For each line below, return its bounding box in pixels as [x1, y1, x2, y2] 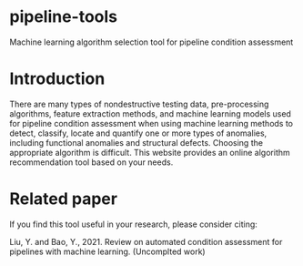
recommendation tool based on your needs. [9, 157, 174, 168]
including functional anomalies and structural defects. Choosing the [9, 137, 264, 148]
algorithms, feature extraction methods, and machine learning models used [9, 107, 291, 119]
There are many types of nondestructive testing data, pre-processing [9, 98, 269, 109]
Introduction [9, 68, 106, 89]
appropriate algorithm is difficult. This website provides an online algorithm [9, 147, 291, 158]
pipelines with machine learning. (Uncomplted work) [9, 246, 207, 257]
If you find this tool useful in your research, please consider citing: [9, 219, 258, 230]
